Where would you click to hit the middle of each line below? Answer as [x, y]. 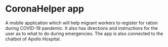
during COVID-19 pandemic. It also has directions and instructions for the [81, 28]
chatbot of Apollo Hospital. [33, 39]
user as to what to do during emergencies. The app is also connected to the [84, 33]
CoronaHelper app [45, 9]
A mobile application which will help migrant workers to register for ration [81, 23]
